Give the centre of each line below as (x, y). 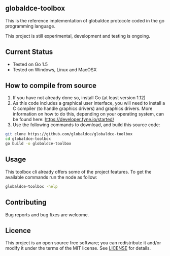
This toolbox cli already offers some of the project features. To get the (78, 172)
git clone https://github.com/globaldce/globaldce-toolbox (69, 134)
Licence (18, 230)
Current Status (29, 52)
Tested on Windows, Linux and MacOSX (55, 69)
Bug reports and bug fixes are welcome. (47, 215)
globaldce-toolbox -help (31, 186)
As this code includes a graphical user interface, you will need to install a (89, 103)
